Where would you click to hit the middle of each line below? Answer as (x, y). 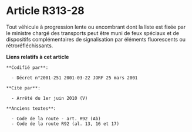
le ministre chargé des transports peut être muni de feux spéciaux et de (93, 33)
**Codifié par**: (27, 67)
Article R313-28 (46, 11)
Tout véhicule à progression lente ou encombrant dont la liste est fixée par (96, 27)
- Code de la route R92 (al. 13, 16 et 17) (65, 124)
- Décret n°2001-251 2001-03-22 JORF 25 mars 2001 (75, 78)
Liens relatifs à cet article (38, 57)
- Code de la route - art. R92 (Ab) (56, 119)
